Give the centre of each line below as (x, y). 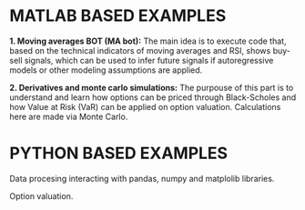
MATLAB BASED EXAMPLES (118, 16)
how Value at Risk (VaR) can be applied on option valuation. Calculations (145, 106)
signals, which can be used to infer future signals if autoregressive (149, 60)
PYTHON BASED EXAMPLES (119, 153)
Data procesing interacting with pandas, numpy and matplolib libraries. (142, 178)
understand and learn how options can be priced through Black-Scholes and (153, 97)
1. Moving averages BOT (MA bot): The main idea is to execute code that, (148, 41)
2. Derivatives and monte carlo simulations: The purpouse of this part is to (152, 87)
